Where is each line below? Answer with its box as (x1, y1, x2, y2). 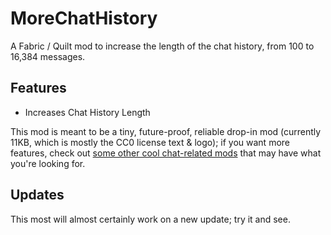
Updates (10, 187, 65, 204)
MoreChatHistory (10, 7, 158, 30)
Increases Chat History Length (24, 106, 151, 118)
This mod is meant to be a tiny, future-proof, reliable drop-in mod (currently (10, 125, 322, 137)
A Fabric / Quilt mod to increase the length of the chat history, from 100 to (10, 40, 315, 52)
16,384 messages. (10, 50, 86, 62)
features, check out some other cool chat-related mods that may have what (10, 147, 322, 159)
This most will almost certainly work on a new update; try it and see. (10, 213, 291, 225)
